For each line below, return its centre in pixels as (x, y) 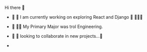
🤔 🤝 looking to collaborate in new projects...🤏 (57, 36)
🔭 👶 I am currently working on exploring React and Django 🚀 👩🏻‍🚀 (77, 17)
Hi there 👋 (15, 8)
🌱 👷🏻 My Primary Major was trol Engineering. (57, 26)
